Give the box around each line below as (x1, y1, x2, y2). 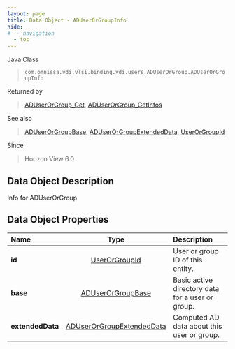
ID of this (173, 255, 203, 265)
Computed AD (173, 312, 220, 322)
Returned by (7, 87, 43, 96)
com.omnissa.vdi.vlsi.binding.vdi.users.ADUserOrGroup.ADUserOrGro (24, 69, 225, 76)
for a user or (173, 292, 213, 302)
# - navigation (7, 29, 55, 37)
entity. (173, 263, 194, 273)
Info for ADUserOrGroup (7, 193, 78, 202)
